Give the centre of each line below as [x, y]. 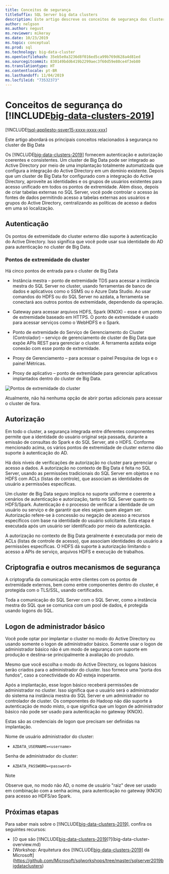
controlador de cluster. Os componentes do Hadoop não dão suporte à [78, 701]
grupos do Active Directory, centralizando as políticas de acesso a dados [81, 203]
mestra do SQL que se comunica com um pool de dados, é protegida [77, 606]
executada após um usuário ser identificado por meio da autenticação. [78, 526]
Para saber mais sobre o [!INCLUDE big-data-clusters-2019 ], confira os [78, 824]
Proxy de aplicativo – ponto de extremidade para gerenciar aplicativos [85, 373]
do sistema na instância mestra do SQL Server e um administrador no [77, 696]
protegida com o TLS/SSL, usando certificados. [54, 590]
